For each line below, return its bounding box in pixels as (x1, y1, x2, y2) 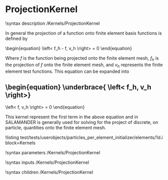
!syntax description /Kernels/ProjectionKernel (5, 20, 100, 26)
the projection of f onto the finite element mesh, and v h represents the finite (5, 62, 163, 69)
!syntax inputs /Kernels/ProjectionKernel (5, 159, 90, 165)
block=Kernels (5, 140, 36, 146)
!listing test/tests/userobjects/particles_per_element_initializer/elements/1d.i (5, 134, 163, 141)
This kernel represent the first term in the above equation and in (5, 114, 138, 120)
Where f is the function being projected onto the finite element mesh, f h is (5, 55, 159, 62)
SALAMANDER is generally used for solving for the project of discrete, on (5, 119, 158, 125)
